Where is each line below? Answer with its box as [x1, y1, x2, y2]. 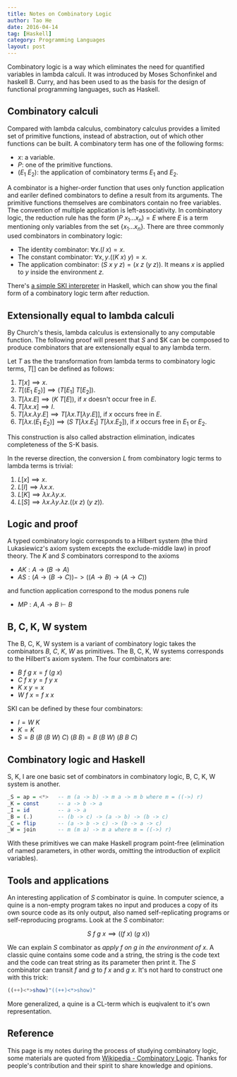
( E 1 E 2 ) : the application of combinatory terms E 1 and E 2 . [17, 167, 178, 178]
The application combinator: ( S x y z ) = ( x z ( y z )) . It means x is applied [17, 261, 224, 269]
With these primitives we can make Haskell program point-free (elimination [7, 839, 224, 847]
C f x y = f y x [17, 676, 58, 684]
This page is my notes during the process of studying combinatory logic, [7, 1046, 219, 1054]
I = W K [17, 718, 40, 727]
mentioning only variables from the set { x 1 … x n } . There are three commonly [7, 222, 224, 233]
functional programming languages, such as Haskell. [7, 85, 160, 93]
